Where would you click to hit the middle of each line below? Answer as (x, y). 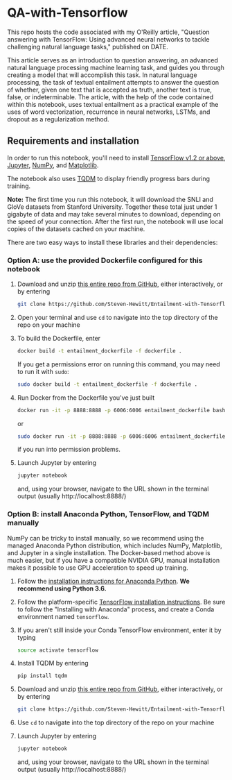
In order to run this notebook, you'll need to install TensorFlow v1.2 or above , (116, 158)
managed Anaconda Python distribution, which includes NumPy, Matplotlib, (115, 545)
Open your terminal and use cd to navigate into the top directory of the (117, 317)
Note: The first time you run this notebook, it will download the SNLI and (110, 199)
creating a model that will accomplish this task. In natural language (102, 75)
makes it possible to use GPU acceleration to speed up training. (98, 568)
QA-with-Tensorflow (68, 13)
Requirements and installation (73, 141)
